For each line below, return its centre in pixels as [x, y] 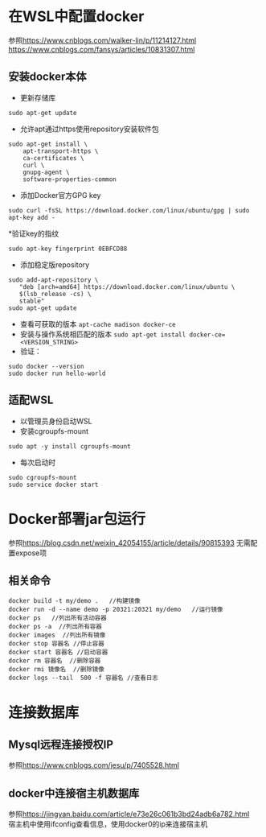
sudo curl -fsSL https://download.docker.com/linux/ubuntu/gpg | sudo [129, 210]
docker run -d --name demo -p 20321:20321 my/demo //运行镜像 [116, 610]
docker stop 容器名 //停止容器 [56, 644]
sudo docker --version [46, 366]
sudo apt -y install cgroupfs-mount [70, 446]
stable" [32, 301]
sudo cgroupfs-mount [43, 477]
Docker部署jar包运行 [77, 519]
